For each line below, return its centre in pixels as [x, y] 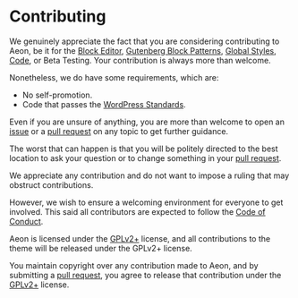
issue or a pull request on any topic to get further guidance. [119, 131]
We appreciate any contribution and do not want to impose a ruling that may [149, 175]
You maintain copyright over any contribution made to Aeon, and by [134, 265]
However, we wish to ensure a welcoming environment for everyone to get [146, 202]
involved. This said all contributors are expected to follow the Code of [137, 211]
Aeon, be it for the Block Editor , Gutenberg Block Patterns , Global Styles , [143, 50]
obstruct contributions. [51, 184]
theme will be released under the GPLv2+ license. [101, 248]
